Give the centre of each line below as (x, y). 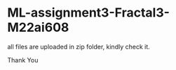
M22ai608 (38, 27)
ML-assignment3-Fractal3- (89, 13)
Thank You (23, 60)
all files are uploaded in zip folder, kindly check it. (79, 46)
